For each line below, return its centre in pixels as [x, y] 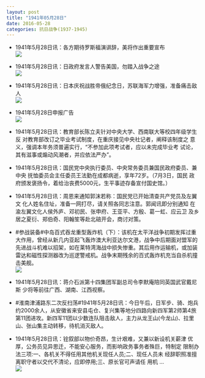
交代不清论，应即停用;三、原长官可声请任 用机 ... [103, 362]
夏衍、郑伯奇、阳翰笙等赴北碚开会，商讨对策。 [85, 219]
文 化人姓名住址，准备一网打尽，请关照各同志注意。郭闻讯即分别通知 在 [105, 204]
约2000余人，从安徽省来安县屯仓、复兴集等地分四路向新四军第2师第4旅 [106, 310]
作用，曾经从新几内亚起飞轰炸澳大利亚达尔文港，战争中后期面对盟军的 [109, 240]
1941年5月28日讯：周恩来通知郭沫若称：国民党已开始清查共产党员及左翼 [106, 196]
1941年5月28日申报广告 [45, 113]
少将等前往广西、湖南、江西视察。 [65, 290]
